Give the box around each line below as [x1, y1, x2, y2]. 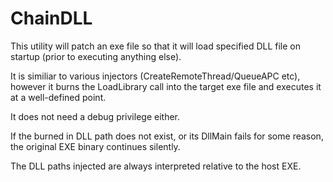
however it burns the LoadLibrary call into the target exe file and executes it [10, 80, 322, 92]
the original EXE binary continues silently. [10, 140, 181, 152]
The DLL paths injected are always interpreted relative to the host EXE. [10, 160, 302, 172]
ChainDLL [10, 7, 93, 30]
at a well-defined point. [10, 91, 107, 103]
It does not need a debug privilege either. [10, 110, 181, 122]
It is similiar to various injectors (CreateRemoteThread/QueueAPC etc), [10, 70, 301, 82]
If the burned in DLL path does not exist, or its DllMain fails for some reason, [10, 130, 324, 142]
